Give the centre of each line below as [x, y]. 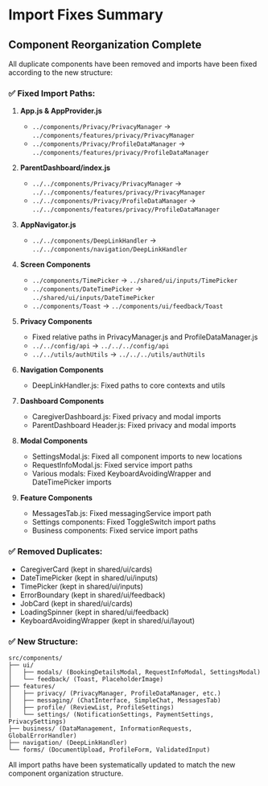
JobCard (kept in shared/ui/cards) [76, 603]
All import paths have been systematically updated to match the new [122, 764]
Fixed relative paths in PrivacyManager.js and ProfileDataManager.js [145, 337]
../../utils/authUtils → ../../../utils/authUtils [118, 354]
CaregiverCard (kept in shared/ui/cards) [86, 569]
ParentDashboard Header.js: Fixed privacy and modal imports [134, 426]
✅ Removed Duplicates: [56, 551]
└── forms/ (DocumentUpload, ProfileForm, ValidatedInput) [109, 750]
